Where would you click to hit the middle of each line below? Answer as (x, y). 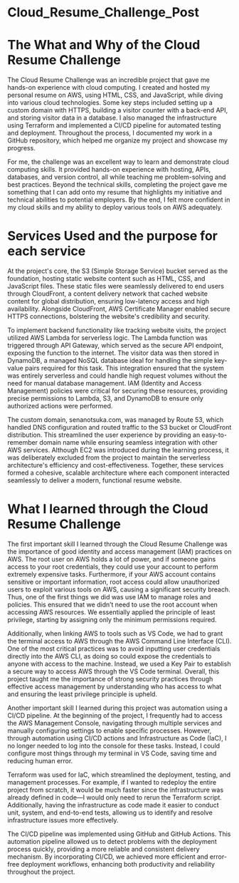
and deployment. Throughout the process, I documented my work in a (110, 133)
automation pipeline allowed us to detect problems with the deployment (112, 841)
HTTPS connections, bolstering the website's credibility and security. (108, 316)
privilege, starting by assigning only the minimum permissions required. (112, 620)
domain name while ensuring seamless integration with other (128, 443)
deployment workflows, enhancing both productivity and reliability (118, 864)
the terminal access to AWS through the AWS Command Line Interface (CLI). (119, 641)
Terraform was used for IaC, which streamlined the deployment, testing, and (119, 775)
